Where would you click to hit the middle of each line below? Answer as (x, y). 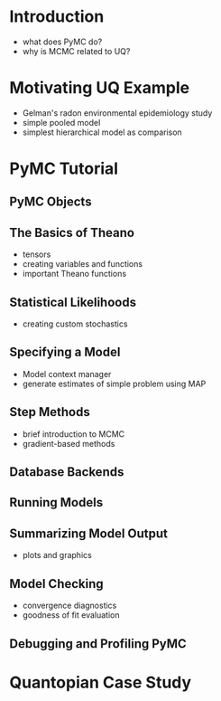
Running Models (56, 502)
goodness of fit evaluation (71, 615)
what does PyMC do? (62, 42)
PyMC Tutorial (64, 169)
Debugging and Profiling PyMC (98, 644)
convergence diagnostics (69, 606)
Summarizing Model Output (89, 533)
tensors (37, 254)
